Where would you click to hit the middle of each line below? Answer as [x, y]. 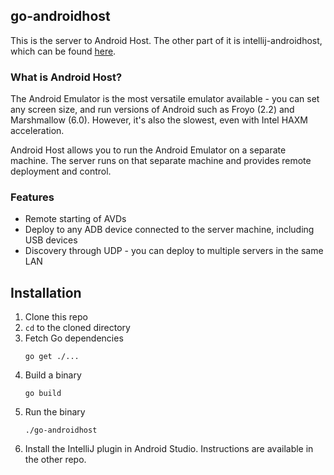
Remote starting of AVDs [75, 219]
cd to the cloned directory [77, 328]
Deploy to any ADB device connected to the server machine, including [169, 230]
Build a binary [53, 375]
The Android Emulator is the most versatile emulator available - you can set [165, 99]
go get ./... [52, 357]
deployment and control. [61, 171]
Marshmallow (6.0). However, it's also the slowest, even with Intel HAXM [159, 120]
